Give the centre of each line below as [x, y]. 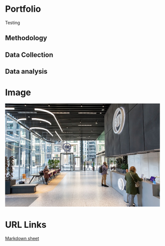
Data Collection [29, 55]
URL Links [26, 225]
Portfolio [23, 9]
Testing [13, 23]
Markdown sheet [22, 239]
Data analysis [26, 71]
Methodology [26, 38]
